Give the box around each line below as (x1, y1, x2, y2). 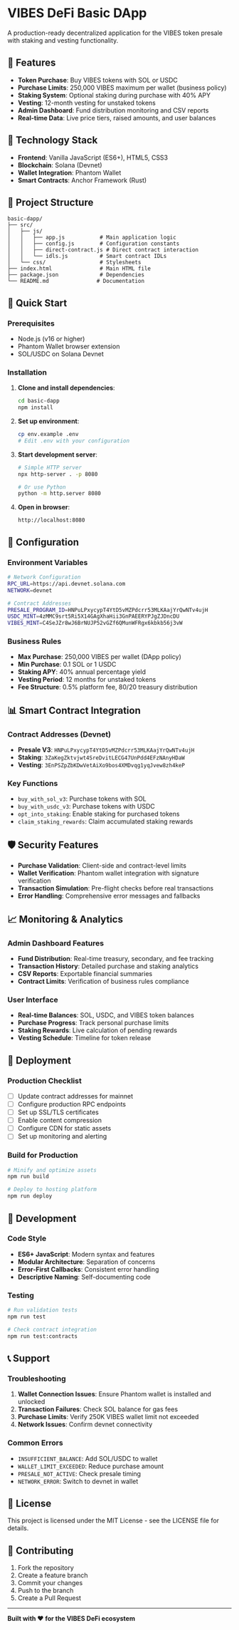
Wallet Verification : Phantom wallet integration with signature (17, 869, 199, 878)
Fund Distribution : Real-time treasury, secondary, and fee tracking (17, 954, 214, 962)
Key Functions (7, 779, 58, 789)
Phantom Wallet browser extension (17, 342, 120, 351)
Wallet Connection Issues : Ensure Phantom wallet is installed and (17, 1390, 212, 1398)
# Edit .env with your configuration (17, 437, 130, 445)
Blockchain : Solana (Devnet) (17, 160, 102, 169)
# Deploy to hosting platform (7, 1186, 97, 1193)
